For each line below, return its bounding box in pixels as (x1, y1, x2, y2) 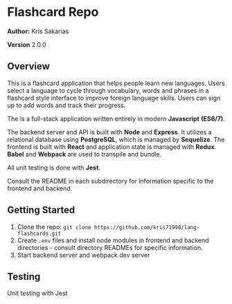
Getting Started (7, 204, 75, 216)
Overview (7, 60, 51, 73)
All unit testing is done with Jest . (7, 163, 100, 172)
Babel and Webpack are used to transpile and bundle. (7, 150, 162, 158)
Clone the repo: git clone (17, 222, 91, 231)
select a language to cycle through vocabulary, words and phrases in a (7, 86, 209, 94)
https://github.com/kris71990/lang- (93, 224, 200, 231)
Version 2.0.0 (7, 40, 46, 48)
